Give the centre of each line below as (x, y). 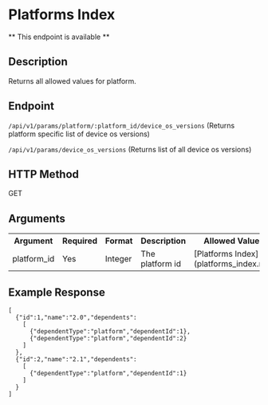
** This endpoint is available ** (59, 37)
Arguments (37, 218)
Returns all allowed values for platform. (73, 81)
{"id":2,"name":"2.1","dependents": (76, 360)
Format (119, 241)
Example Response (57, 292)
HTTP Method (44, 174)
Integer (118, 259)
